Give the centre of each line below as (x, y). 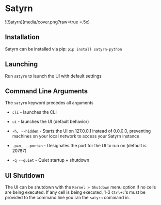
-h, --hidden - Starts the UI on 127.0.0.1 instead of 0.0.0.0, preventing (81, 131)
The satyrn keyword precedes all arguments (49, 103)
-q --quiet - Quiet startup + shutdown (51, 160)
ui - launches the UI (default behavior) (50, 121)
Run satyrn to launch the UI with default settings (53, 76)
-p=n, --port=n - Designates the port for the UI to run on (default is (79, 146)
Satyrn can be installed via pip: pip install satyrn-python (64, 49)
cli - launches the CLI (34, 112)
